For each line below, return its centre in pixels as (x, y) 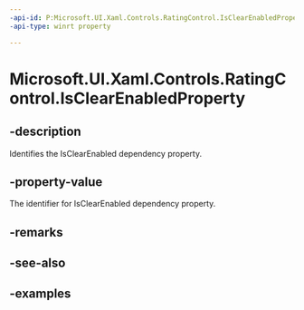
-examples (40, 294)
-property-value (56, 182)
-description (45, 132)
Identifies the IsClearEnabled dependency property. (105, 153)
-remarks (36, 232)
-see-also (38, 263)
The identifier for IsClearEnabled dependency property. (113, 204)
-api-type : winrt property (60, 26)
